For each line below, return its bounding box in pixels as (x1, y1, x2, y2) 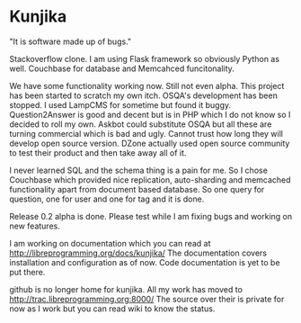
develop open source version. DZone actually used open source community (9, 138, 290, 148)
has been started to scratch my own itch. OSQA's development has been (9, 90, 279, 101)
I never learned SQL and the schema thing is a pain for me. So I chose (9, 165, 268, 175)
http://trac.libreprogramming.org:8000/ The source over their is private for (9, 293, 285, 304)
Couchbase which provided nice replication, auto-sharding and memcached (9, 174, 291, 185)
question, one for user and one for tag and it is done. (9, 193, 205, 204)
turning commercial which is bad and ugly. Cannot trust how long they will (9, 128, 283, 139)
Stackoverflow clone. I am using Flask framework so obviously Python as (9, 53, 280, 64)
